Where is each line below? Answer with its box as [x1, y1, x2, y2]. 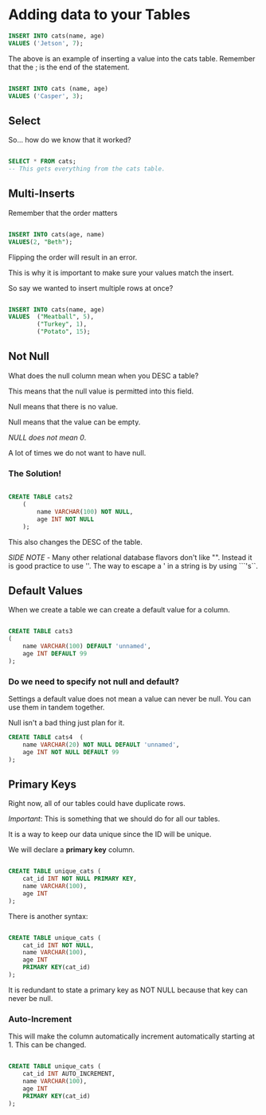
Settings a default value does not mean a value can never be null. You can [8, 694, 252, 704]
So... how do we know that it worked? [8, 135, 131, 145]
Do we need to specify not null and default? [8, 675, 179, 687]
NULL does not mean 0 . [8, 432, 87, 442]
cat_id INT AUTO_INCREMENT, [22, 1070, 115, 1078]
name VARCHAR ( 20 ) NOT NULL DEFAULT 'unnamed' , [22, 741, 180, 749]
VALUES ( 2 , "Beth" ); [8, 237, 73, 246]
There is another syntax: [8, 911, 88, 921]
